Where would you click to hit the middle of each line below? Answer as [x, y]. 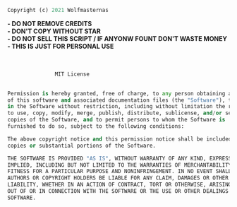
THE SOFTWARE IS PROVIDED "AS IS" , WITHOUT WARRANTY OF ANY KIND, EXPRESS [120, 158]
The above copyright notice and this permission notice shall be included [120, 139]
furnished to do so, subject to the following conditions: [96, 126]
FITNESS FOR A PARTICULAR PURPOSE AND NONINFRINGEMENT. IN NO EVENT [110, 172]
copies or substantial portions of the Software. [82, 146]
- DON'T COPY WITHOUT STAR [54, 31]
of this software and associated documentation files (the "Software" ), [116, 100]
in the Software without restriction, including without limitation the [116, 107]
